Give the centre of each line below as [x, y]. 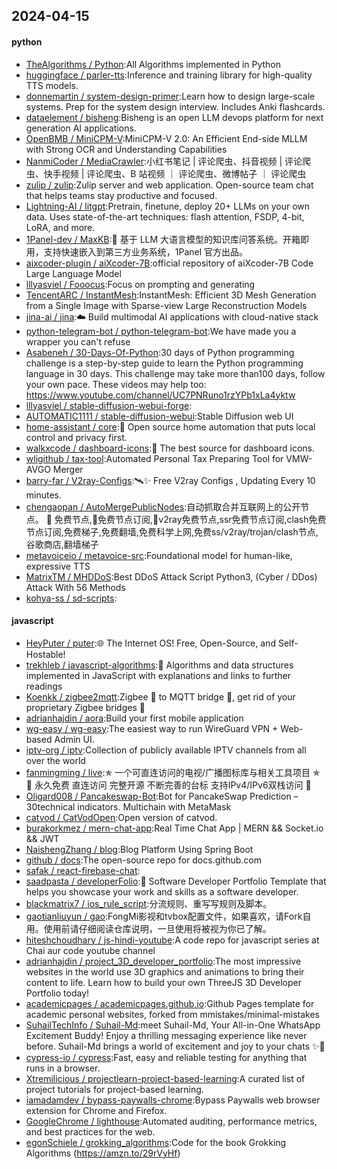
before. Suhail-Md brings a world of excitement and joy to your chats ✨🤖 [175, 1046]
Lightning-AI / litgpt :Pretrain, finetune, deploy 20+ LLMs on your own [168, 206]
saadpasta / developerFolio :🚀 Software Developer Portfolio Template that [176, 881]
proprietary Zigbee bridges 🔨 [85, 707]
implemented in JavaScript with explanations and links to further [158, 675]
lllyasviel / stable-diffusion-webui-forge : [109, 405]
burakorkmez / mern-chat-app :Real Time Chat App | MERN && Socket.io [174, 828]
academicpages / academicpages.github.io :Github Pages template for [170, 1003]
